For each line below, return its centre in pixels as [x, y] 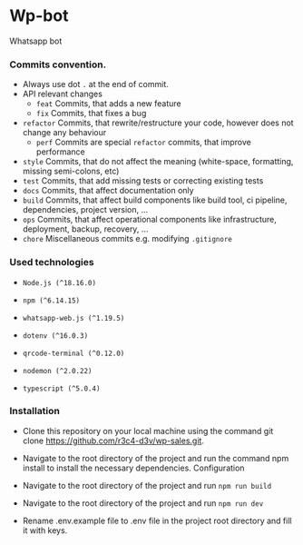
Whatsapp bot [36, 41]
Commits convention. [58, 64]
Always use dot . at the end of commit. [96, 84]
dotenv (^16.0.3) [55, 336]
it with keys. [45, 530]
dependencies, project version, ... [85, 210]
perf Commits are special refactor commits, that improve [143, 143]
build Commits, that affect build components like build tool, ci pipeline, [155, 200]
